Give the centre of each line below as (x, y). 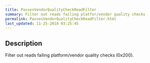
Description (24, 43)
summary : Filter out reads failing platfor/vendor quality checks (75, 14)
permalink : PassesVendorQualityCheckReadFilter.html (61, 19)
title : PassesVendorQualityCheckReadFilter (51, 10)
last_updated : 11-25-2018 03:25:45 (42, 23)
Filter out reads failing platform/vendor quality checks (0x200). (70, 55)
